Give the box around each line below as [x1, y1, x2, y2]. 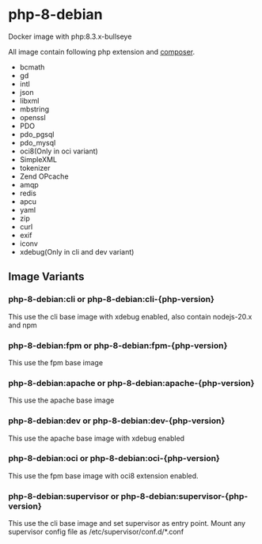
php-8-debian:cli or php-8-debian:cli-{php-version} [8, 294, 215, 305]
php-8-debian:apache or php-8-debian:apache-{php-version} [8, 377, 255, 388]
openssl [19, 112, 46, 122]
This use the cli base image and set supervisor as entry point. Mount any [8, 519, 246, 528]
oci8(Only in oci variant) [19, 146, 99, 156]
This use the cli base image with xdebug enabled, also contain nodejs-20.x [8, 312, 253, 321]
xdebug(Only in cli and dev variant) [19, 247, 135, 256]
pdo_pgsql [19, 129, 55, 139]
